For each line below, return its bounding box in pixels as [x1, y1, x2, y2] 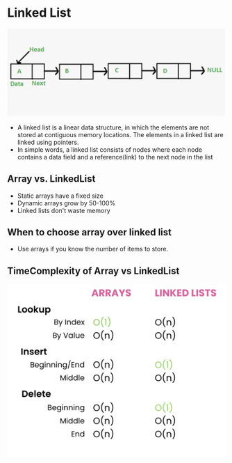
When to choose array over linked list [7, 226, 172, 238]
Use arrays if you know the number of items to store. [17, 245, 169, 253]
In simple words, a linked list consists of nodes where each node [17, 145, 203, 154]
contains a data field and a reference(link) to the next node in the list [17, 152, 213, 161]
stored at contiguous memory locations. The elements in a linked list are [17, 130, 224, 139]
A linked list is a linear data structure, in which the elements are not [17, 123, 210, 132]
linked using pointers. [17, 138, 79, 146]
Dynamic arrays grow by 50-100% [17, 198, 116, 207]
